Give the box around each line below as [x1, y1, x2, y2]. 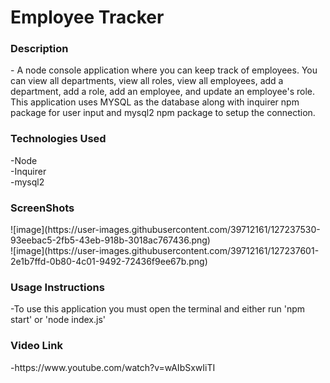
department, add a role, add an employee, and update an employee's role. [10, 86, 316, 98]
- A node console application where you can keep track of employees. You [10, 64, 318, 76]
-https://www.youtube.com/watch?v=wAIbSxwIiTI [10, 361, 216, 373]
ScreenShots [10, 201, 75, 215]
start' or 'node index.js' [10, 314, 106, 326]
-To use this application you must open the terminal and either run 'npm [10, 303, 306, 315]
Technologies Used [10, 132, 107, 146]
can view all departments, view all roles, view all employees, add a [10, 75, 284, 87]
